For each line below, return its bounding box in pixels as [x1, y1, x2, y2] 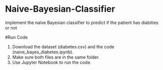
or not [5, 24, 17, 30]
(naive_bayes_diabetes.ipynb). [12, 49, 73, 55]
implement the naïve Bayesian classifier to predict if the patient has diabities [5, 20, 159, 25]
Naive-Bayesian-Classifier [5, 3, 116, 15]
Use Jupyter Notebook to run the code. [12, 59, 92, 65]
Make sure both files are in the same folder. [12, 54, 100, 60]
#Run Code [5, 34, 28, 40]
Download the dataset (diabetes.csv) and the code [12, 44, 115, 49]
